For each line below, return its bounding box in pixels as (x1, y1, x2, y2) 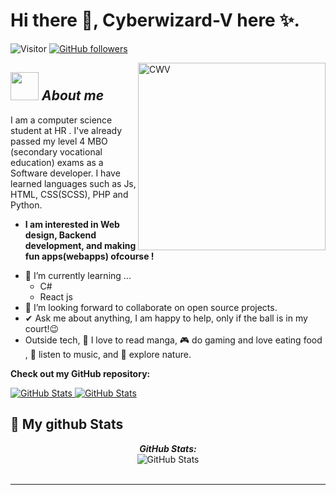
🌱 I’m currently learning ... (24, 269, 132, 281)
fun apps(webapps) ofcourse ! (24, 250, 155, 262)
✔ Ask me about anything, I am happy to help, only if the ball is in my (24, 312, 308, 324)
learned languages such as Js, (10, 177, 137, 189)
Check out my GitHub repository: (10, 367, 151, 379)
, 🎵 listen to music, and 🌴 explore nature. (24, 348, 192, 360)
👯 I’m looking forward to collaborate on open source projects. (24, 301, 278, 313)
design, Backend (24, 229, 97, 241)
